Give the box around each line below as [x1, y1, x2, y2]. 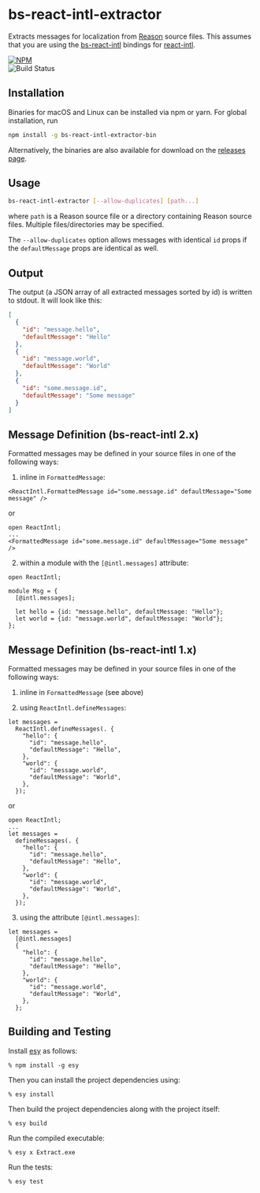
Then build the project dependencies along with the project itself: [8, 1104, 221, 1113]
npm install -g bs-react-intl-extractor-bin [8, 131, 157, 139]
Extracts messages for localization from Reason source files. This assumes [8, 32, 252, 41]
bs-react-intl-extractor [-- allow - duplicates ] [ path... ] [8, 197, 199, 206]
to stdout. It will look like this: [8, 295, 102, 305]
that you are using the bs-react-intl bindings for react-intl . [8, 39, 195, 49]
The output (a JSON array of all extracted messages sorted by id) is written [8, 288, 252, 297]
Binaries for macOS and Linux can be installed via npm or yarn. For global [8, 107, 247, 117]
